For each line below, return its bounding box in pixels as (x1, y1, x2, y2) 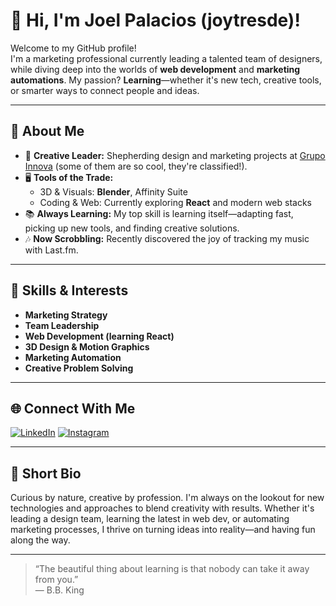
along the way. (10, 534, 71, 546)
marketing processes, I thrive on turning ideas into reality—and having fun (10, 524, 316, 536)
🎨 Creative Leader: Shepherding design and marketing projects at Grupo (24, 149, 326, 161)
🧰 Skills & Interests (10, 282, 129, 299)
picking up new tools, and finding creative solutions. (24, 222, 240, 234)
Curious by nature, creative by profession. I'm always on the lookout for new (10, 492, 325, 504)
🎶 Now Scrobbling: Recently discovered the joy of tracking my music (24, 232, 310, 244)
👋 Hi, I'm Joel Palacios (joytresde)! (10, 9, 301, 32)
